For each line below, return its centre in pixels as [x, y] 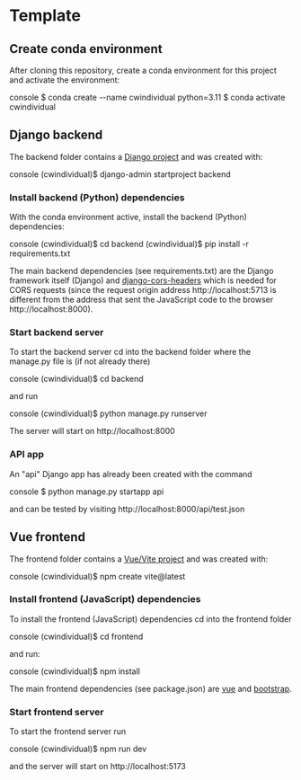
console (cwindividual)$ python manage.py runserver [108, 413]
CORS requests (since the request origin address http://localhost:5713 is [143, 290]
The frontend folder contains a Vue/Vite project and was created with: [139, 559]
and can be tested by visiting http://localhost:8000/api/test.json [127, 509]
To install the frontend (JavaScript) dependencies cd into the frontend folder [150, 619]
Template [45, 16]
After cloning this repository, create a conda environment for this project [143, 70]
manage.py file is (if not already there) [80, 361]
